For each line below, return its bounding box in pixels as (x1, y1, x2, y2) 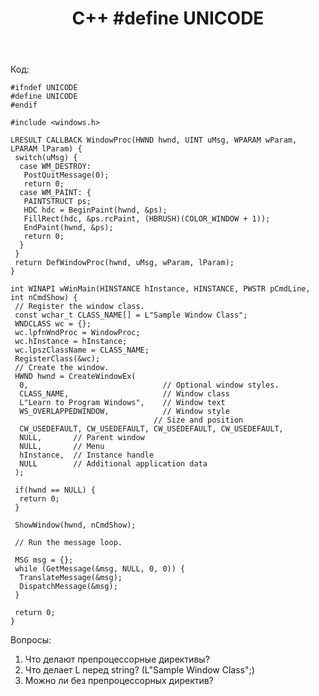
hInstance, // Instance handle (19, 450, 155, 461)
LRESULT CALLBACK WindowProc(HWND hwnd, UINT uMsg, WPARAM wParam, (10, 135, 298, 146)
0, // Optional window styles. (19, 380, 280, 391)
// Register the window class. (14, 302, 145, 312)
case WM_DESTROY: (19, 162, 92, 172)
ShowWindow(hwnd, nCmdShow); (14, 520, 137, 531)
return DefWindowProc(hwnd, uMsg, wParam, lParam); (14, 258, 235, 268)
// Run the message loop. (14, 538, 123, 548)
